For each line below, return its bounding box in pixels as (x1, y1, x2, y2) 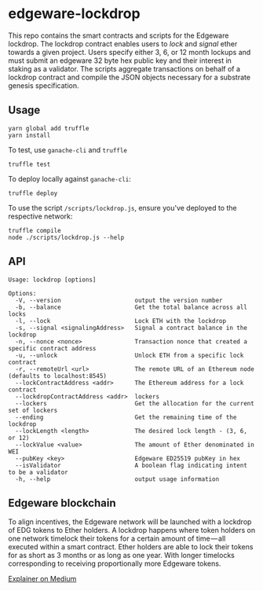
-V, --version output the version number (15, 296, 223, 304)
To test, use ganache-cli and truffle (8, 145, 128, 154)
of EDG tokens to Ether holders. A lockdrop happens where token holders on (8, 526, 256, 535)
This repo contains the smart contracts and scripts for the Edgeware (8, 31, 229, 40)
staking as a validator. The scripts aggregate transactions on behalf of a (8, 64, 241, 73)
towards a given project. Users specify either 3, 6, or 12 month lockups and (8, 47, 251, 57)
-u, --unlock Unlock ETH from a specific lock (15, 351, 244, 359)
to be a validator (8, 468, 68, 476)
